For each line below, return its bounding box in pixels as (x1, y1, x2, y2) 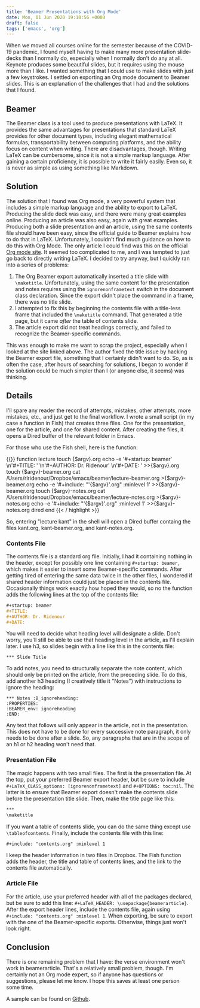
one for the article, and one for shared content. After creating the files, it (6, 426, 184, 433)
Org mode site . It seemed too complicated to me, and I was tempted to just (6, 248, 190, 255)
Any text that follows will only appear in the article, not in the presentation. (6, 722, 189, 729)
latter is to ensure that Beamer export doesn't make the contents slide (6, 788, 178, 795)
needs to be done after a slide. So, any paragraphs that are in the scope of (6, 734, 189, 741)
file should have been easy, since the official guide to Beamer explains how (6, 229, 191, 237)
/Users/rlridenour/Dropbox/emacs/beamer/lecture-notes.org (6, 494, 155, 501)
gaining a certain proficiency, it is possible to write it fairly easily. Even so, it (6, 158, 192, 165)
